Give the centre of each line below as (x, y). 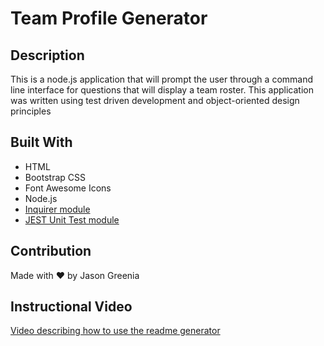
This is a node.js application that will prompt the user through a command (162, 79)
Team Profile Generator (109, 18)
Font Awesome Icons (68, 188)
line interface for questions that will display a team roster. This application (162, 90)
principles (31, 111)
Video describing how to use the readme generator (115, 331)
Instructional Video (71, 307)
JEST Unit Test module (72, 219)
